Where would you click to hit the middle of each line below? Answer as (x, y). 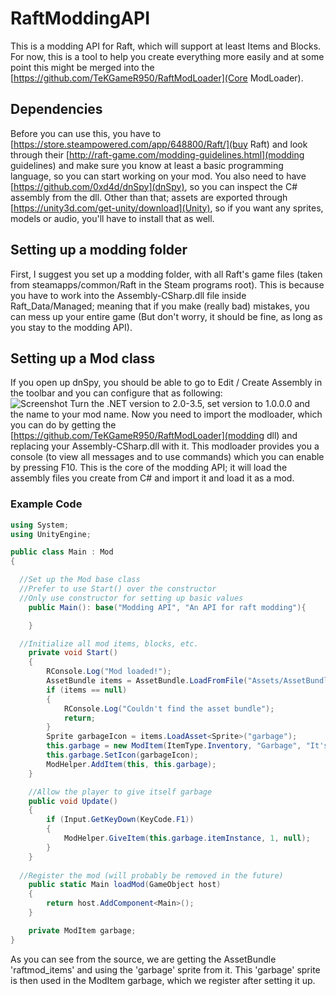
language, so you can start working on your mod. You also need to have (158, 176)
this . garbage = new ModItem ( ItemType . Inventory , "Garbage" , (174, 746)
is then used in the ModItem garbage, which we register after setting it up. (163, 980)
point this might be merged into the (82, 67)
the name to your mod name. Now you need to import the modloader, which (166, 414)
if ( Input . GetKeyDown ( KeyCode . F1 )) (120, 820)
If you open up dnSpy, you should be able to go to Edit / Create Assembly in (166, 383)
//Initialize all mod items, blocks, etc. (109, 643)
